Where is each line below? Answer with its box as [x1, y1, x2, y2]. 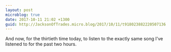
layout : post [5, 7, 33, 13]
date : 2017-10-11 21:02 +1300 [5, 17, 70, 22]
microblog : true [5, 12, 40, 17]
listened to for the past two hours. [5, 41, 77, 47]
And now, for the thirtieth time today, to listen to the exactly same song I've [5, 36, 163, 42]
